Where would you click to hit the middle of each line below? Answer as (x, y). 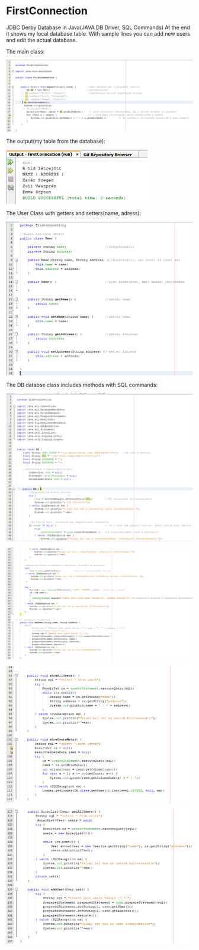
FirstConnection (47, 11)
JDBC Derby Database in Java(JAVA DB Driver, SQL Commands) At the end (98, 27)
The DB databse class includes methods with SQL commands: (82, 385)
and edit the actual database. (42, 40)
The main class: (25, 51)
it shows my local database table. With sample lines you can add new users (98, 33)
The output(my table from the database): (56, 141)
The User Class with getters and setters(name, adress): (74, 213)
